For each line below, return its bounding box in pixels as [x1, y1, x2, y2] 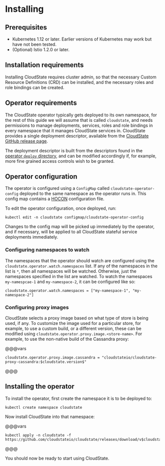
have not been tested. [12, 41, 56, 47]
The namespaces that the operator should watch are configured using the [5, 257, 155, 263]
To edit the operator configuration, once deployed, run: [5, 206, 116, 212]
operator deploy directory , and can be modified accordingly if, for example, [5, 153, 157, 159]
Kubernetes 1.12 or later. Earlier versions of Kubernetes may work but [12, 36, 152, 42]
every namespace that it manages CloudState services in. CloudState [5, 127, 146, 134]
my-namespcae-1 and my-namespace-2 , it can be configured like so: [5, 279, 136, 285]
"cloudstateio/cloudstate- [101, 355, 157, 360]
